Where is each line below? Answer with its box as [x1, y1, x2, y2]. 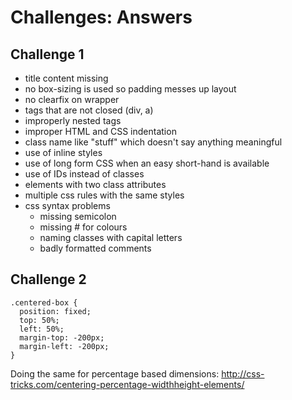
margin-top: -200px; [19, 332, 105, 343]
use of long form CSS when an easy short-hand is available [24, 157, 270, 169]
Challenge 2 [10, 271, 87, 288]
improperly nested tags [24, 115, 122, 126]
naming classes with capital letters [39, 232, 183, 243]
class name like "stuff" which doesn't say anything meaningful [24, 136, 283, 148]
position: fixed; [19, 306, 92, 316]
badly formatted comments [39, 242, 152, 254]
